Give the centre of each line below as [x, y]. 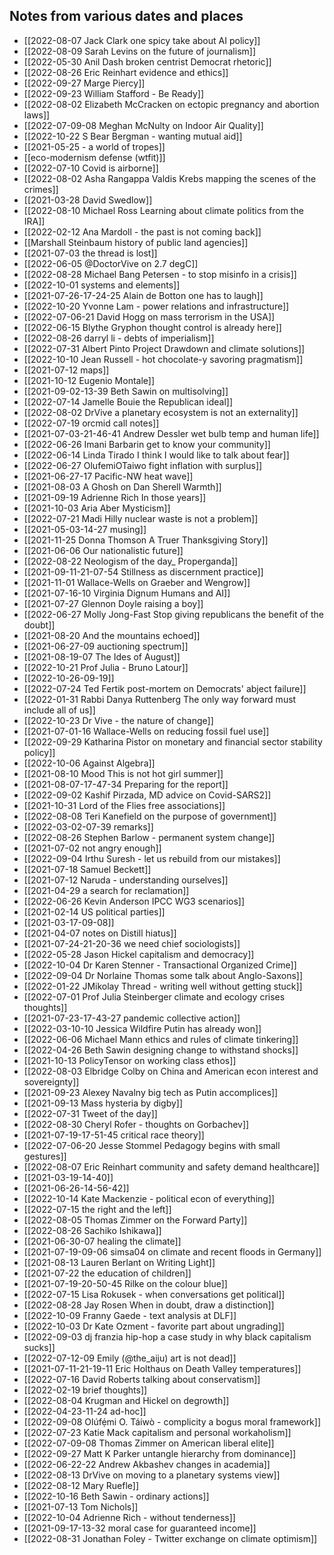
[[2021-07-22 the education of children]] [107, 1273]
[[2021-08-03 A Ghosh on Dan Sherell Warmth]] [122, 486]
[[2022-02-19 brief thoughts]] [85, 1390]
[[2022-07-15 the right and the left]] [97, 1209]
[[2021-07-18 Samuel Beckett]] [87, 869]
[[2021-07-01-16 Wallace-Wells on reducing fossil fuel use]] [146, 731]
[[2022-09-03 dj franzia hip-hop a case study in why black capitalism [167, 1336]
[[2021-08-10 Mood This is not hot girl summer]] [123, 773]
